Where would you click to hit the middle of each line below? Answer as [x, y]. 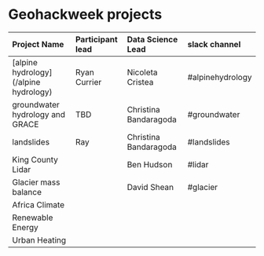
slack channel [214, 44]
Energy [25, 227]
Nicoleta [143, 72]
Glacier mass [36, 182]
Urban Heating [39, 240]
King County [35, 159]
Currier [88, 82]
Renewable [33, 218]
